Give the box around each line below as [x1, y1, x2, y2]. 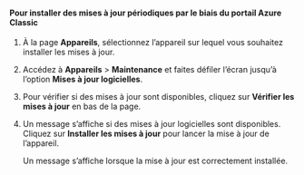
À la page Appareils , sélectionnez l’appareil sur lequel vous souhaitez [22, 37, 284, 48]
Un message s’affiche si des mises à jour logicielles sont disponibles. [22, 119, 281, 130]
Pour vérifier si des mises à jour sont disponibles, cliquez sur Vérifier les [22, 92, 295, 102]
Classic [9, 16, 38, 27]
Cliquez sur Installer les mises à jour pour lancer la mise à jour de [22, 128, 270, 140]
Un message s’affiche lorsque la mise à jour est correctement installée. [22, 155, 289, 167]
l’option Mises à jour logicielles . [22, 73, 143, 85]
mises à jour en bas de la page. [22, 101, 142, 112]
